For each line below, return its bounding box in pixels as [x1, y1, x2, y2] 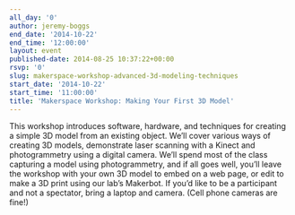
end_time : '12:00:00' [9, 38, 91, 47]
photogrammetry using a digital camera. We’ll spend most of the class [9, 150, 268, 160]
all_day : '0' [9, 13, 58, 22]
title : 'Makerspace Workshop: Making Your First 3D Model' [9, 96, 235, 106]
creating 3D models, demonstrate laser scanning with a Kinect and [9, 140, 256, 150]
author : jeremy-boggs [9, 21, 91, 30]
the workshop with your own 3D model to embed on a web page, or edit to [9, 168, 284, 179]
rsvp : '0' [9, 64, 47, 73]
